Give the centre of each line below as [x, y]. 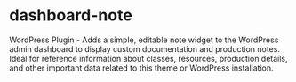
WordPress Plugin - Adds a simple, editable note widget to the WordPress [144, 40]
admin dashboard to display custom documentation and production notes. [144, 48]
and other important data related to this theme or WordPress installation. [141, 68]
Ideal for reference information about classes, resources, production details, [148, 58]
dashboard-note [71, 15]
